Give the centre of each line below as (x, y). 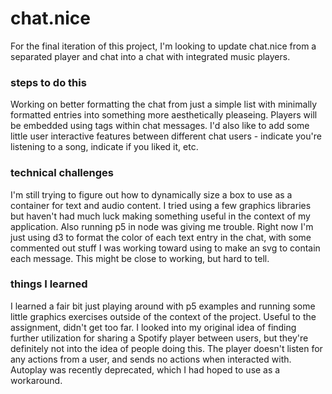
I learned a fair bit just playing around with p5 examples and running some (163, 306)
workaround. (36, 380)
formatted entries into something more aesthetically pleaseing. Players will (164, 115)
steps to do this (48, 82)
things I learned (49, 284)
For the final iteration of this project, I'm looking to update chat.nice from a (163, 46)
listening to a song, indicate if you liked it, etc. (104, 147)
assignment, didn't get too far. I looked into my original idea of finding (153, 327)
